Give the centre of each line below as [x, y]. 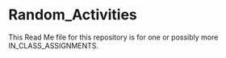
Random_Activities [73, 15]
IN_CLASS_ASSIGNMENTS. [54, 45]
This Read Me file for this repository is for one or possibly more [113, 37]
